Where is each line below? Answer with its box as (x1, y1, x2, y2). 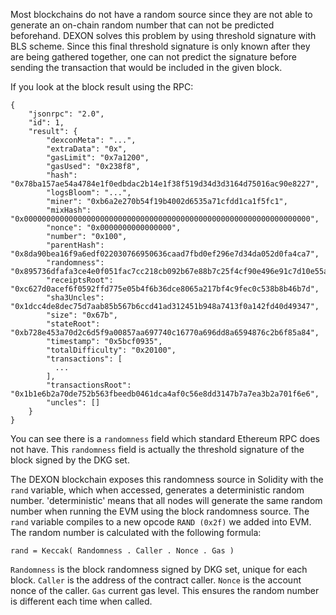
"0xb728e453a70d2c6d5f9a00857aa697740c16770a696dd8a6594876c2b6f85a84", (10, 328, 320, 338)
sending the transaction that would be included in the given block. (10, 62, 283, 73)
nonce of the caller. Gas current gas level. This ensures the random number (10, 585, 320, 596)
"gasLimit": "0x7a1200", (46, 153, 150, 163)
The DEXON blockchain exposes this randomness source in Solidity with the (10, 474, 324, 485)
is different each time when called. (10, 595, 153, 607)
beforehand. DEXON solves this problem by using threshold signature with (10, 30, 317, 41)
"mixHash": (46, 205, 92, 215)
